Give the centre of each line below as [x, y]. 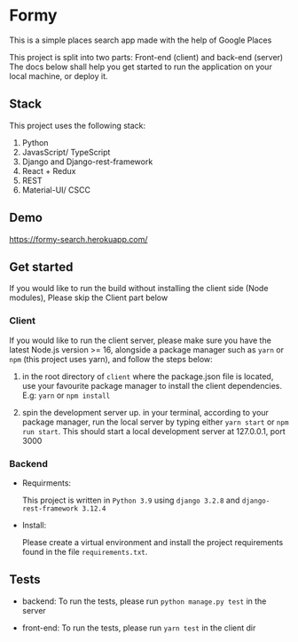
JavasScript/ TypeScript [66, 152]
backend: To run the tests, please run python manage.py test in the [144, 601]
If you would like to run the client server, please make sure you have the [141, 340]
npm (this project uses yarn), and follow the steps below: [111, 359]
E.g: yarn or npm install [66, 395]
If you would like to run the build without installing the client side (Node [139, 289]
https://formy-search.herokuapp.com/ [78, 239]
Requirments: [47, 483]
